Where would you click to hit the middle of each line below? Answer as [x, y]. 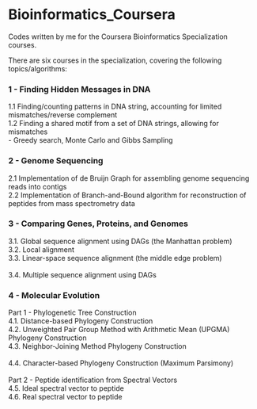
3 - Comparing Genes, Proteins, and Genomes [98, 224]
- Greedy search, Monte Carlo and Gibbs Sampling [91, 140]
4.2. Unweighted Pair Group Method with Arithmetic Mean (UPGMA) [119, 330]
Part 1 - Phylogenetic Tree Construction [72, 313]
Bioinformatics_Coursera [92, 15]
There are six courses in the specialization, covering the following [115, 60]
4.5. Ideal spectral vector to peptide [66, 388]
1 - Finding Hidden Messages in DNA [79, 89]
